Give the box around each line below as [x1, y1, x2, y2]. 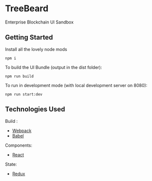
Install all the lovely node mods [5, 46, 67, 52]
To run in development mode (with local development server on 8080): [5, 82, 148, 88]
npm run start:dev [5, 91, 43, 97]
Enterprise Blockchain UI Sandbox [5, 19, 74, 25]
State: [5, 161, 17, 167]
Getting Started [5, 33, 53, 42]
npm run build [5, 74, 34, 79]
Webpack [12, 128, 32, 134]
